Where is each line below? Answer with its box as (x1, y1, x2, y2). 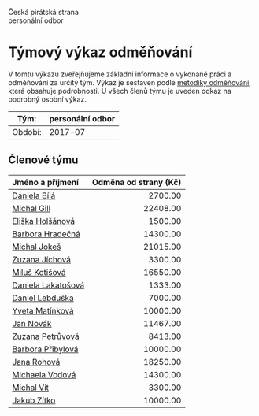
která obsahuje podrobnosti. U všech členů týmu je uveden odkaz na (8, 86, 232, 95)
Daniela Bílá (12, 190, 56, 201)
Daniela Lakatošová (12, 280, 85, 291)
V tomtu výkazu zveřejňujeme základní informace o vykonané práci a (8, 69, 232, 79)
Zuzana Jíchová (12, 254, 71, 265)
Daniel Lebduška (12, 292, 74, 303)
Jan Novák (12, 318, 52, 329)
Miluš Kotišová (12, 266, 66, 277)
